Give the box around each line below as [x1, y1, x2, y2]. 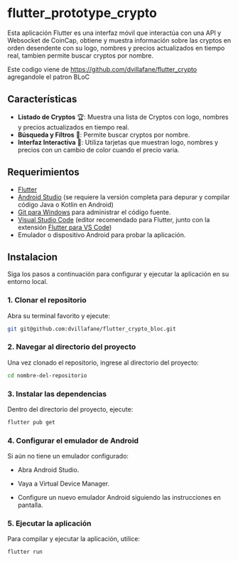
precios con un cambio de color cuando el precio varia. [17, 145, 180, 154]
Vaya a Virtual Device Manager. [17, 479, 110, 488]
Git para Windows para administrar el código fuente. [17, 208, 171, 216]
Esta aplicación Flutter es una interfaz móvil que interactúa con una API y [7, 28, 222, 37]
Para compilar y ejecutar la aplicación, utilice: [7, 535, 141, 543]
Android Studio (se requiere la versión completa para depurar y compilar [17, 192, 230, 201]
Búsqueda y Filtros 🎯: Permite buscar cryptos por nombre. [17, 130, 190, 139]
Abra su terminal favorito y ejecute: [7, 311, 110, 320]
